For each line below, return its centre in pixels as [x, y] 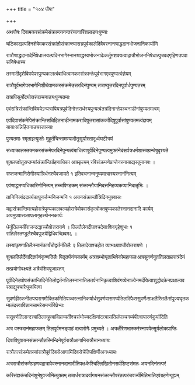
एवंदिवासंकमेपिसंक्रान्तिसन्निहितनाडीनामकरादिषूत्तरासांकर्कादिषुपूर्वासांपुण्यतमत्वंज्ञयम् [79, 120]
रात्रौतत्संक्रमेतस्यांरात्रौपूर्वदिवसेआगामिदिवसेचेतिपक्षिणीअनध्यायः [61, 352]
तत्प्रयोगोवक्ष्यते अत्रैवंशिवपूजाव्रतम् [35, 268]
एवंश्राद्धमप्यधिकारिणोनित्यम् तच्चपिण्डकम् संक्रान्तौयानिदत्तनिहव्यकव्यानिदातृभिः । [77, 185]
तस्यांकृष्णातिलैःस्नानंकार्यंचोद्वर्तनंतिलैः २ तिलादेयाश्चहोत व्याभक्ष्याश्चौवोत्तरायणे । [77, 245]
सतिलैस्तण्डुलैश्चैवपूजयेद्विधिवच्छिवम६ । [42, 233]
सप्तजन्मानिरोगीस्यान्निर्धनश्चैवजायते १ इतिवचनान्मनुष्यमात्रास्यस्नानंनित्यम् [71, 174]
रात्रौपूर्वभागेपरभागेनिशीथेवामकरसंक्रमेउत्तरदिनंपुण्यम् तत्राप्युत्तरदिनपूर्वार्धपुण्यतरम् [76, 85]
